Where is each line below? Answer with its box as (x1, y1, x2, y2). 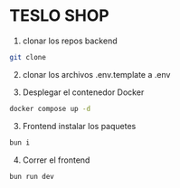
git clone (9, 52, 47, 61)
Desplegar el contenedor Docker (22, 87, 145, 98)
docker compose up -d (9, 104, 91, 113)
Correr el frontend (22, 155, 90, 165)
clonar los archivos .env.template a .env (22, 69, 171, 80)
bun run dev (9, 172, 54, 181)
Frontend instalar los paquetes (22, 120, 137, 131)
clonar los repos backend (22, 35, 118, 46)
